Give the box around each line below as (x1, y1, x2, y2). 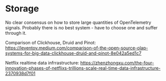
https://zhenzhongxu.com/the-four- (80, 60, 154, 66)
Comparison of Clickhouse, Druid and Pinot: (5, 39, 96, 45)
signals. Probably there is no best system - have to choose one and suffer (5, 24, 158, 30)
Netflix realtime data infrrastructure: (5, 60, 79, 66)
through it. (5, 30, 27, 36)
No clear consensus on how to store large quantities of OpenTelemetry (5, 19, 151, 25)
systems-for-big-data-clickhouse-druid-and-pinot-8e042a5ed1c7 (5, 50, 142, 56)
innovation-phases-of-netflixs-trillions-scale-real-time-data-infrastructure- (5, 65, 161, 71)
